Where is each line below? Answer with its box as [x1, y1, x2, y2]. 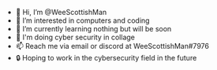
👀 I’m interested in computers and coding [15, 16, 150, 25]
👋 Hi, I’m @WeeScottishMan [15, 8, 107, 17]
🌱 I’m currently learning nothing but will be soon [15, 24, 172, 33]
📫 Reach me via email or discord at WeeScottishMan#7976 [15, 42, 209, 50]
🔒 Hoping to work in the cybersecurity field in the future [15, 53, 197, 62]
